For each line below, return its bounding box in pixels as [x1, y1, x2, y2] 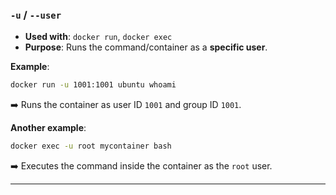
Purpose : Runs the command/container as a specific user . [24, 41, 268, 53]
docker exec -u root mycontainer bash [10, 141, 172, 152]
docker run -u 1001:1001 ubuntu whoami [10, 80, 177, 90]
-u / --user [10, 8, 62, 22]
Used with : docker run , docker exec [24, 31, 173, 43]
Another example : [10, 122, 87, 134]
